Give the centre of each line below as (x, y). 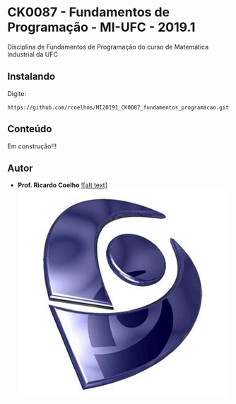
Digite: (17, 93)
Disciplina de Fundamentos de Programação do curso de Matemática (108, 47)
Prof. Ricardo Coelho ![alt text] (63, 185)
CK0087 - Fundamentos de (89, 12)
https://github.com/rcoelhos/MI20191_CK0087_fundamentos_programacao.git (118, 107)
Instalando (31, 77)
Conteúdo (30, 129)
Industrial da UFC (33, 54)
